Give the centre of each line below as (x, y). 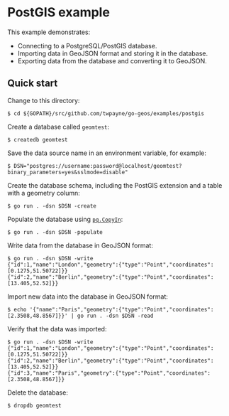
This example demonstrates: (49, 32)
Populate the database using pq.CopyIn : (65, 219)
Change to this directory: (44, 100)
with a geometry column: (44, 193)
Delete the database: (38, 393)
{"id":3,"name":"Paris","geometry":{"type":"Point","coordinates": (109, 373)
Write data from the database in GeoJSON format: (80, 245)
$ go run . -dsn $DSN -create (52, 206)
